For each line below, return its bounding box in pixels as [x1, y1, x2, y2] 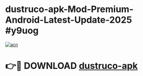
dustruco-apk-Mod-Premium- [5, 4, 133, 15]
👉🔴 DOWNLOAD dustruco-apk [5, 60, 138, 71]
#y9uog [5, 25, 39, 36]
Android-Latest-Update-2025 [5, 14, 132, 26]
